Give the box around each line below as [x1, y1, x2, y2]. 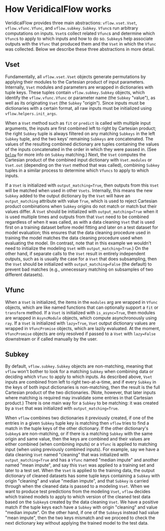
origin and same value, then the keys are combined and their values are [5, 436, 150, 442]
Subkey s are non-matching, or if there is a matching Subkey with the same [5, 431, 153, 436]
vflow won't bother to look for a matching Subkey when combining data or [5, 369, 154, 375]
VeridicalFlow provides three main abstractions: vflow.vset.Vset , [5, 20, 137, 26]
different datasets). [5, 271, 44, 278]
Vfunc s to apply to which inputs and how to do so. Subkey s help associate [5, 36, 153, 42]
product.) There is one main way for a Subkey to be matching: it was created [5, 400, 159, 406]
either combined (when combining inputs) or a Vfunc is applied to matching [5, 441, 158, 447]
